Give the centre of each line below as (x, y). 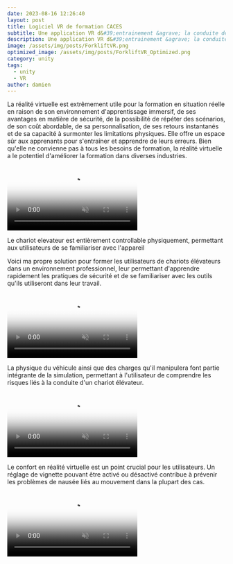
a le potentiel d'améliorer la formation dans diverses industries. (97, 156)
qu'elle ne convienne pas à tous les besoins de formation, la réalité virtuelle (115, 148)
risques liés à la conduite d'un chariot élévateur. (76, 383)
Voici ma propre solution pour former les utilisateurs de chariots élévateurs (114, 262)
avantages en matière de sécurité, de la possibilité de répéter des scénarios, (116, 119)
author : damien (29, 85)
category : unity (31, 59)
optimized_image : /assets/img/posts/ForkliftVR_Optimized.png (99, 53)
